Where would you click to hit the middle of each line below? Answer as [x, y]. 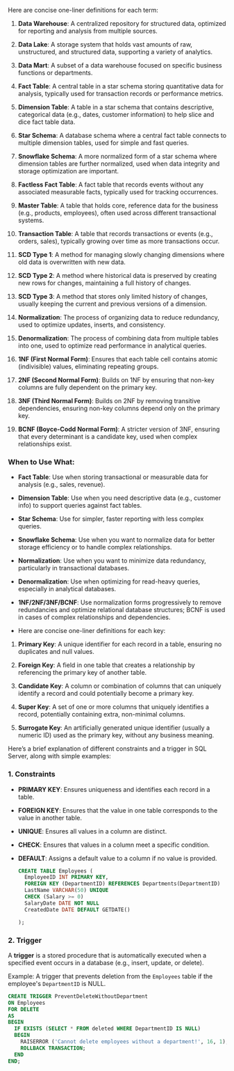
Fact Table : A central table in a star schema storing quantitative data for [121, 86]
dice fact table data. [47, 122]
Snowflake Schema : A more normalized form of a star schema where [117, 156]
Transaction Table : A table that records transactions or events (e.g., [116, 234]
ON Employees [27, 1003]
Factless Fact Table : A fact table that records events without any [111, 185]
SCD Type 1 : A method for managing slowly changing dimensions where [121, 255]
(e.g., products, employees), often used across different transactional [117, 213]
